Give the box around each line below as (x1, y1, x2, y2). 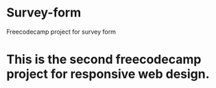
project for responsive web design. (6, 67, 210, 82)
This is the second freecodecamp (6, 52, 202, 67)
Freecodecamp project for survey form (6, 27, 116, 36)
